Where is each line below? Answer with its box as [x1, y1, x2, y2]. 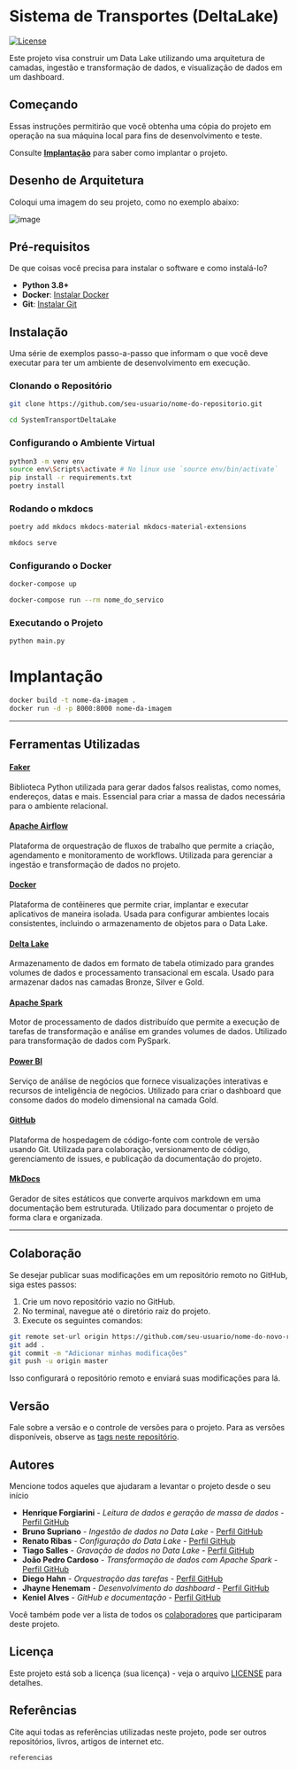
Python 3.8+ [21, 280, 69, 291]
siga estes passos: [9, 1279, 77, 1290]
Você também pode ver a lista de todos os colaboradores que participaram [9, 1609, 283, 1619]
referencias [9, 1753, 53, 1762]
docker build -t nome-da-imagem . [9, 696, 137, 705]
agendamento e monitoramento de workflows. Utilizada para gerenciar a [9, 849, 273, 861]
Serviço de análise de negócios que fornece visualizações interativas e [9, 1075, 269, 1087]
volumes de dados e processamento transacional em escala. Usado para [9, 968, 275, 978]
